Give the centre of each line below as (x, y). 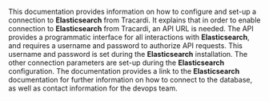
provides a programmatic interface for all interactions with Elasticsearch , (129, 37)
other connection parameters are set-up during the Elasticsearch (116, 63)
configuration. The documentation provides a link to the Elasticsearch (124, 71)
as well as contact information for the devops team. (93, 88)
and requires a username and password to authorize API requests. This (125, 46)
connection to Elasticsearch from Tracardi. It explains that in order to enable (134, 20)
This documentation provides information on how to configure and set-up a (132, 12)
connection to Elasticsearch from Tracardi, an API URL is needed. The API (131, 28)
